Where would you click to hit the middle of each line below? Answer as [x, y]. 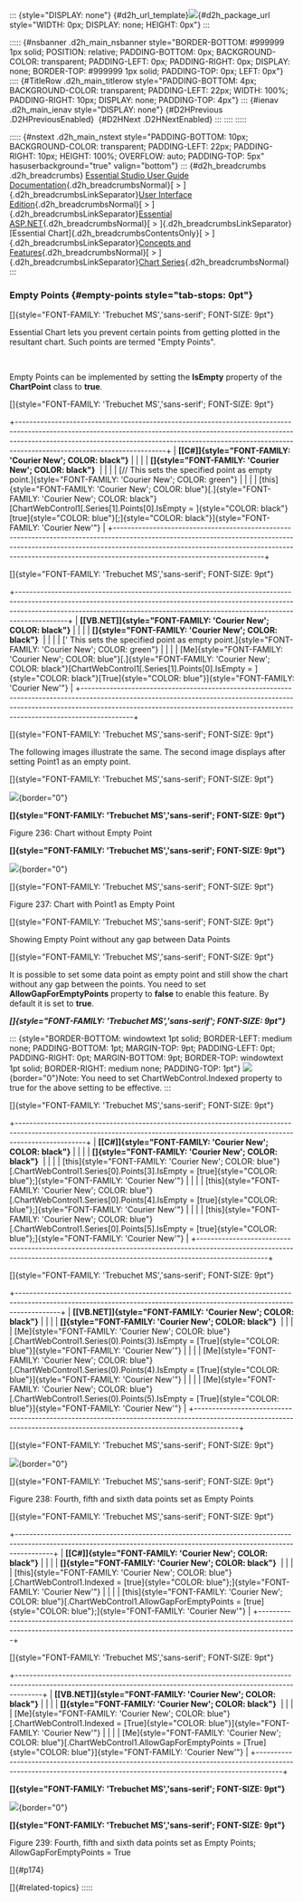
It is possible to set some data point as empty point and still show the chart [149, 975]
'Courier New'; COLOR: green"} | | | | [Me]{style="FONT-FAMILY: [162, 650]
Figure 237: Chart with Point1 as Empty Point [92, 904]
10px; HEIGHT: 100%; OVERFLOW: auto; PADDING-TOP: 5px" [151, 156]
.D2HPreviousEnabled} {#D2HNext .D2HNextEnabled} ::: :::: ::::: [128, 119]
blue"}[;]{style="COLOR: [137, 518]
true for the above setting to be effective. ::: [90, 1088]
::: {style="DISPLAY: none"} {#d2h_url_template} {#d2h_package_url [140, 15]
